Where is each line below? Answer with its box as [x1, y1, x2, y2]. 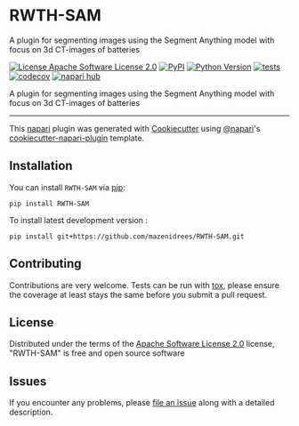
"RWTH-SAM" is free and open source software [9, 348, 185, 358]
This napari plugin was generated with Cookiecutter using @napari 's [9, 123, 261, 133]
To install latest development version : [9, 214, 149, 225]
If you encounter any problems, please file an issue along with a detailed [9, 398, 275, 408]
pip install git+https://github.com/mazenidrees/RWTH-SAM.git [9, 232, 245, 241]
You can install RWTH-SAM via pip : [9, 181, 126, 192]
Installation [9, 158, 73, 173]
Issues [9, 374, 47, 389]
